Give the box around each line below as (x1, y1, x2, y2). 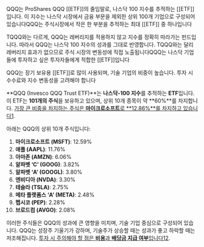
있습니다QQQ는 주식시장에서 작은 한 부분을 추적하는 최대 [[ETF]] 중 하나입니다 (6, 21, 192, 27)
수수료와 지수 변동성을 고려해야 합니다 (6, 76, 96, 84)
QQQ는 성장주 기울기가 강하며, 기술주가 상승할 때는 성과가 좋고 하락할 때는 (19, 227, 195, 234)
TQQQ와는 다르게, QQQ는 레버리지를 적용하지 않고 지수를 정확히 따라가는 (6, 33, 181, 41)
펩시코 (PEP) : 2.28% (15, 199, 66, 206)
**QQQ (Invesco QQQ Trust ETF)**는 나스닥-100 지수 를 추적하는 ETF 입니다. (6, 90, 195, 96)
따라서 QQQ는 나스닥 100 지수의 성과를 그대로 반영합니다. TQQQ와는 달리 (19, 41, 194, 48)
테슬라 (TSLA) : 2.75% (15, 184, 69, 191)
